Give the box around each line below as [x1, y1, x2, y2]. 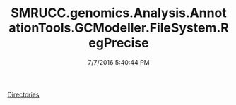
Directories [7, 90, 40, 99]
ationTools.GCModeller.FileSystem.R [8, 20, 230, 36]
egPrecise [88, 35, 150, 51]
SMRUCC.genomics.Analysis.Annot [10, 5, 228, 21]
